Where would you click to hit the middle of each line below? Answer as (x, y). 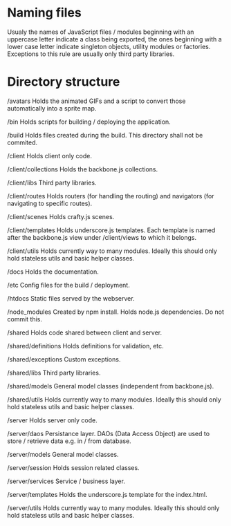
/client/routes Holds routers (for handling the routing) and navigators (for (111, 196)
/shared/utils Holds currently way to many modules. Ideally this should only (114, 400)
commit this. (25, 319)
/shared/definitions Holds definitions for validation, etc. (85, 346)
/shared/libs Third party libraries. (54, 373)
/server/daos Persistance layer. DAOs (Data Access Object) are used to (108, 433)
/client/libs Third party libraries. (52, 182)
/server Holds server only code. (53, 420)
